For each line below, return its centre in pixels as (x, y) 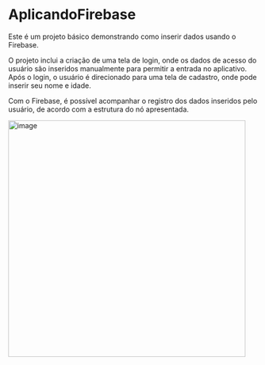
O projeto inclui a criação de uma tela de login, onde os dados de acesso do (132, 60)
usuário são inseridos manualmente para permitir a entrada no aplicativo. (128, 68)
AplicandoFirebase (72, 15)
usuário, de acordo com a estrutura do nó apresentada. (98, 109)
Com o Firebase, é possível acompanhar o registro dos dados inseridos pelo (133, 101)
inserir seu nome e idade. (50, 86)
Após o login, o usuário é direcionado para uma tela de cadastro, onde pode (132, 77)
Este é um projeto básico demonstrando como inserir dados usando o (122, 36)
